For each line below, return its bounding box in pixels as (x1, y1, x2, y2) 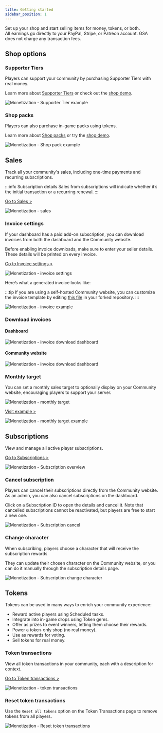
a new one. (5, 512, 28, 519)
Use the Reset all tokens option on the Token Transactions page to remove (5, 708, 158, 714)
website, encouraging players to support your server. (5, 389, 111, 395)
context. (5, 666, 22, 672)
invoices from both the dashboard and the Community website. (5, 236, 132, 242)
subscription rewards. (5, 550, 49, 556)
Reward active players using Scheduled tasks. (12, 611, 105, 617)
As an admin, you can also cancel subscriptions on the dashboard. (5, 493, 139, 499)
